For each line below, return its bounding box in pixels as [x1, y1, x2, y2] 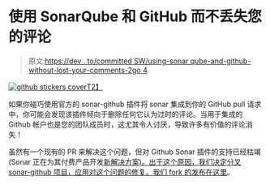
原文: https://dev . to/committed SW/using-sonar [28, 56, 189, 66]
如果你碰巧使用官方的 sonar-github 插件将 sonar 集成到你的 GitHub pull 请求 [8, 99, 262, 109]
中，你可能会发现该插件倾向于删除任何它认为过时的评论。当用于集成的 [8, 109, 243, 118]
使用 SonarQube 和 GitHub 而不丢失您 [8, 7, 262, 26]
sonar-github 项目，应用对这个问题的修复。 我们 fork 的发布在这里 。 [8, 167, 234, 177]
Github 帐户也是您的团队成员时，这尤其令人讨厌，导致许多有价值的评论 [8, 119, 246, 129]
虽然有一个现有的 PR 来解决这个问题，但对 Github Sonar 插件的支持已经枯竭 [8, 147, 261, 157]
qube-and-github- [190, 56, 251, 66]
